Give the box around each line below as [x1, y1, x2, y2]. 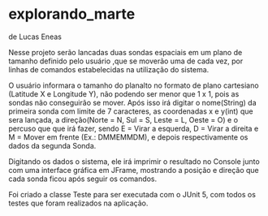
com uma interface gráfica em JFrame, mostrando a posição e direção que [8, 165, 259, 175]
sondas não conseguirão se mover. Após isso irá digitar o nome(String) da [8, 97, 257, 107]
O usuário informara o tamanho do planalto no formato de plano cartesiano [8, 80, 259, 90]
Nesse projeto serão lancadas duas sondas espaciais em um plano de [8, 47, 243, 57]
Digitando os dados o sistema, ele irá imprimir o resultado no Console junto [8, 156, 260, 166]
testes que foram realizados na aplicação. [8, 198, 149, 208]
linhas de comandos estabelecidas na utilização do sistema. [8, 64, 210, 74]
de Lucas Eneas [8, 32, 63, 41]
